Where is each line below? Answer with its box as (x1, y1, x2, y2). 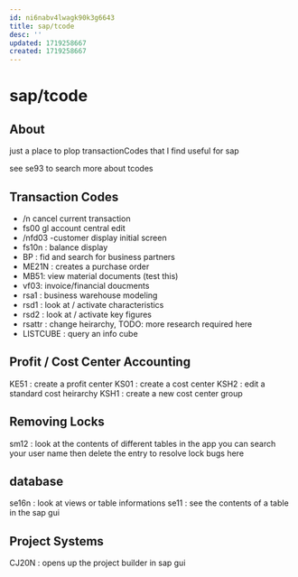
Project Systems (9, 534, 104, 549)
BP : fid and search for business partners (22, 251, 176, 262)
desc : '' (9, 30, 42, 39)
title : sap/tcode (9, 22, 75, 31)
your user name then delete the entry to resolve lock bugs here (9, 448, 245, 459)
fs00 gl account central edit (22, 222, 126, 233)
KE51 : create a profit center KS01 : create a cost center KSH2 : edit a (9, 378, 265, 389)
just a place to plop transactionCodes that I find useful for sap (9, 145, 239, 156)
